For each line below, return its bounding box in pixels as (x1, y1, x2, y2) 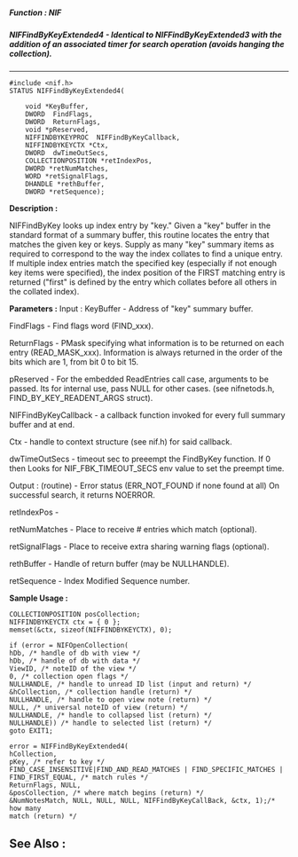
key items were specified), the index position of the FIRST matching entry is (9, 267, 286, 279)
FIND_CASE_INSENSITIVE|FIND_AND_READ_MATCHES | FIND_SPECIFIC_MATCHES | (9, 766, 284, 774)
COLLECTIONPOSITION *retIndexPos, (25, 156, 153, 166)
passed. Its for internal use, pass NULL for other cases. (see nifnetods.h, (9, 383, 275, 394)
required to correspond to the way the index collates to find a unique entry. (9, 248, 283, 259)
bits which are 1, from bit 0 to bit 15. (9, 357, 139, 367)
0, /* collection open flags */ (9, 672, 129, 681)
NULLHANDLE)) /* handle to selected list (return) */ (9, 719, 213, 727)
